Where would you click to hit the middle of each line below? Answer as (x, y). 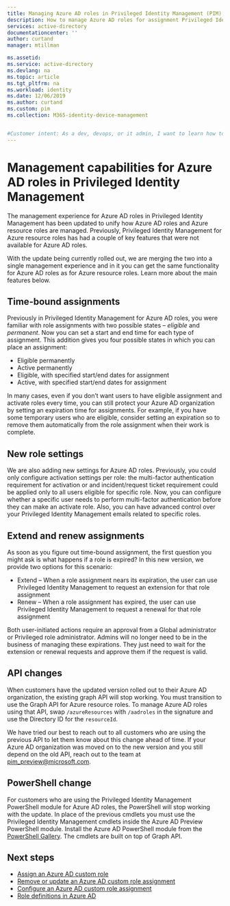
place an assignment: (37, 347)
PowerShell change (49, 783)
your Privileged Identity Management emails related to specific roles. (104, 514)
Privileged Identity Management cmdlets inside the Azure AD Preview (105, 822)
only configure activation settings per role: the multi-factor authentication (111, 478)
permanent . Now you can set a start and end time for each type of (101, 333)
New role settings (46, 454)
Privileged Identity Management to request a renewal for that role (109, 609)
